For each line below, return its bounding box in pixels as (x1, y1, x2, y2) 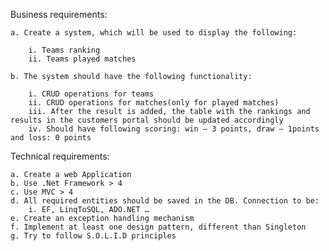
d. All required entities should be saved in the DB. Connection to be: (10, 196, 320, 206)
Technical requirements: (10, 150, 110, 162)
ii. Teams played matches (28, 54, 137, 64)
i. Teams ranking (28, 45, 101, 55)
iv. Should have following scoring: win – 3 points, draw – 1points (28, 124, 320, 134)
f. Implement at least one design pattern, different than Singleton (10, 222, 307, 232)
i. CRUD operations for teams (28, 89, 155, 99)
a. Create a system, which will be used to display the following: (10, 28, 298, 38)
